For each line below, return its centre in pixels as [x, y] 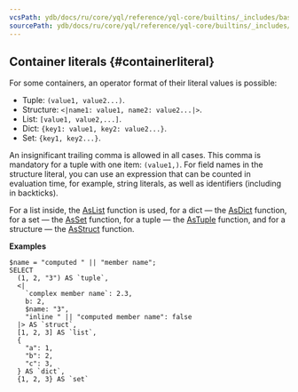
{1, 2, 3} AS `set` [53, 380]
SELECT [21, 271]
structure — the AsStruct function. [72, 229]
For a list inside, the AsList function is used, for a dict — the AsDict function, [148, 211]
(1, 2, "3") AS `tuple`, [63, 278]
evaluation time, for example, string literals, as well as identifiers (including [145, 184]
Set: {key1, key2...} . [61, 138]
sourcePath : [31, 26]
